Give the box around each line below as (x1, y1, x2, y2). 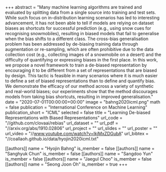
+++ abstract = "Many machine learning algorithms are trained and (5, 4, 142, 10)
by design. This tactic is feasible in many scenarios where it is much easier (5, 73, 158, 78)
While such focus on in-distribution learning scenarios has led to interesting (5, 15, 160, 20)
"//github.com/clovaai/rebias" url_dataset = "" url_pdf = (5, 120, 118, 126)
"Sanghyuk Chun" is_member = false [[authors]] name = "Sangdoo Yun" (5, 151, 153, 157)
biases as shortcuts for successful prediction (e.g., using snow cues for (5, 25, 151, 31)
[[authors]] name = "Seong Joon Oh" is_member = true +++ (5, 161, 128, 167)
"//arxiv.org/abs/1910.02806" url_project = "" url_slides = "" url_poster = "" (5, 125, 158, 131)
